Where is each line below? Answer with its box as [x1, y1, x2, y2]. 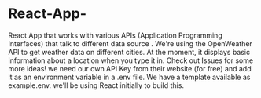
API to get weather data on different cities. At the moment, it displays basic [8, 47, 251, 56]
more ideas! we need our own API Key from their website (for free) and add [8, 64, 252, 73]
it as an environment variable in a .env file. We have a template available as [8, 72, 251, 82]
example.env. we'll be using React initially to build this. [8, 80, 185, 90]
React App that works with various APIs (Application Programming [8, 31, 222, 40]
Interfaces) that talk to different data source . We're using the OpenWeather [8, 38, 253, 48]
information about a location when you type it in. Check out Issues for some [8, 56, 254, 65]
